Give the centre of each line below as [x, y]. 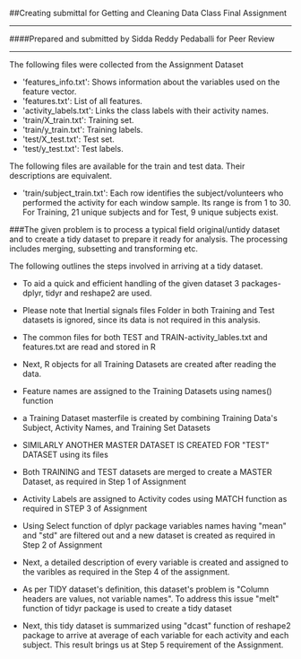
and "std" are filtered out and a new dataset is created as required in [149, 535]
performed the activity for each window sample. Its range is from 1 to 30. [156, 202]
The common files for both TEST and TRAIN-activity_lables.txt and [145, 337]
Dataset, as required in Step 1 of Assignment [104, 481]
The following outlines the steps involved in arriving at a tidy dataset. [136, 266]
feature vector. [49, 92]
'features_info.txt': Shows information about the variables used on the [151, 82]
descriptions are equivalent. [60, 176]
